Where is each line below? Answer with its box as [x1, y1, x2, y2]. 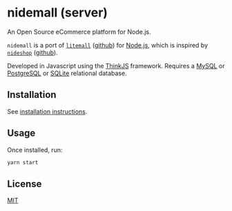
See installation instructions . [7, 107, 88, 115]
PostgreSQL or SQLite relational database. [7, 69, 127, 77]
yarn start [7, 159, 39, 166]
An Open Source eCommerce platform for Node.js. [7, 28, 151, 36]
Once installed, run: [7, 145, 63, 154]
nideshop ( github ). [7, 48, 58, 57]
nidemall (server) [7, 5, 108, 21]
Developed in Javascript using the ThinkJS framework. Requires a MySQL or [7, 61, 225, 70]
